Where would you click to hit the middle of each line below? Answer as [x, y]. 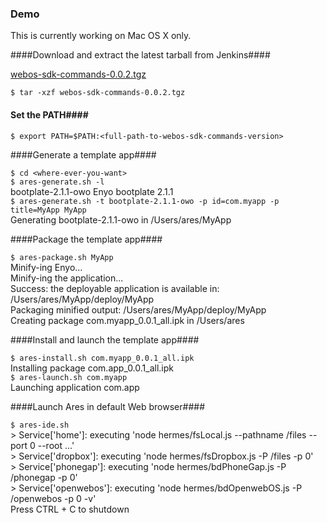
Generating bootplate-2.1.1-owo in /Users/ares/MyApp [121, 219]
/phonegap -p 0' [44, 477]
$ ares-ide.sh [40, 425]
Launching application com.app [75, 387]
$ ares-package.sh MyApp [62, 257]
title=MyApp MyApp [48, 210]
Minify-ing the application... [67, 278]
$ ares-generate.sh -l [57, 182]
